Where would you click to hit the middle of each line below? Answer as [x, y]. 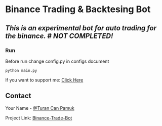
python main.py [21, 70]
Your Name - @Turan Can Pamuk [40, 108]
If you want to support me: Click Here [44, 80]
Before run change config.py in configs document [57, 61]
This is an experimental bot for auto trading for [81, 28]
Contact [18, 96]
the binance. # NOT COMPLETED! [59, 36]
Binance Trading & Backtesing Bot [78, 9]
